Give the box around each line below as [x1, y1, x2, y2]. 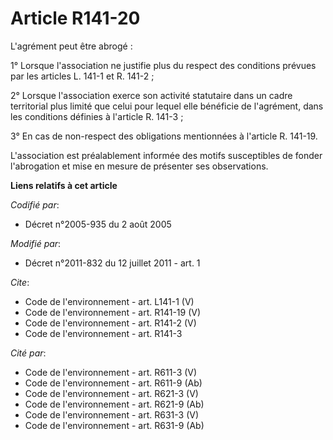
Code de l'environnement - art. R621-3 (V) [24, 387, 199, 399]
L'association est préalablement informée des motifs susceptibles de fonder [10, 149, 323, 161]
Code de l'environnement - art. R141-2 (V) [24, 317, 197, 329]
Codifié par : [10, 198, 60, 211]
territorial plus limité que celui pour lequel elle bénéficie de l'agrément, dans [10, 100, 324, 112]
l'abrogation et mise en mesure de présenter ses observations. [10, 160, 269, 172]
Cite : [10, 276, 30, 288]
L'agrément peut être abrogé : [10, 40, 133, 52]
